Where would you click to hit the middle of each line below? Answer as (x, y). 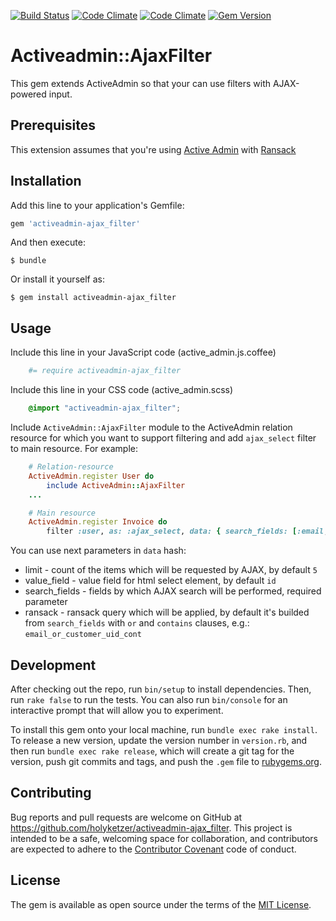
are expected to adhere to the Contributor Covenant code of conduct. (153, 849)
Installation (46, 181)
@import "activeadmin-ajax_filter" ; (105, 408)
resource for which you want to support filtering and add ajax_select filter (163, 438)
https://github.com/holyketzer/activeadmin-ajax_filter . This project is (151, 827)
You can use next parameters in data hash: (98, 551)
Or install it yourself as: (57, 279)
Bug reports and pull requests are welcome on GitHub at (126, 817)
